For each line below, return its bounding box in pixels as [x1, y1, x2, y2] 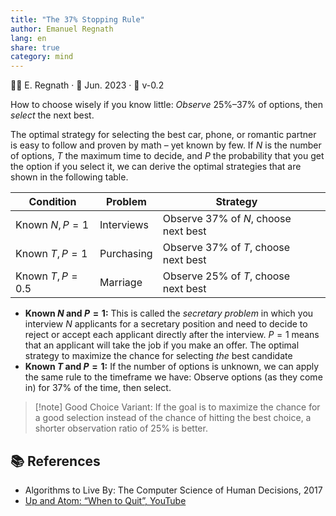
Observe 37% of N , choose [162, 212, 292, 226]
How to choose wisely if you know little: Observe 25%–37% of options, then [10, 99, 324, 111]
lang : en [10, 33, 47, 43]
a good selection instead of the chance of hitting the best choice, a [34, 412, 312, 424]
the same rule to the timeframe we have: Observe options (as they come [24, 371, 323, 383]
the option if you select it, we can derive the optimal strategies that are [10, 161, 302, 173]
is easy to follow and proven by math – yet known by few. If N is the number [10, 139, 322, 151]
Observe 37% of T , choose [162, 241, 291, 255]
